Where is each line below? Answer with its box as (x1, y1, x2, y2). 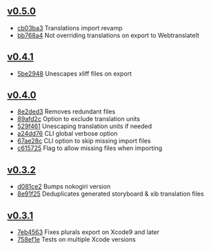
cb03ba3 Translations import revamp (17, 23, 123, 32)
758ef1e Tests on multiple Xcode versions (17, 236, 136, 244)
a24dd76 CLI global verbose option (17, 129, 118, 138)
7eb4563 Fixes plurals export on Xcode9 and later (17, 228, 160, 236)
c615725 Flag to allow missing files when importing (17, 144, 163, 152)
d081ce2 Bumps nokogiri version (17, 183, 111, 191)
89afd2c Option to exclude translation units (17, 115, 140, 123)
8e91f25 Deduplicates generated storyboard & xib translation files (17, 189, 205, 198)
